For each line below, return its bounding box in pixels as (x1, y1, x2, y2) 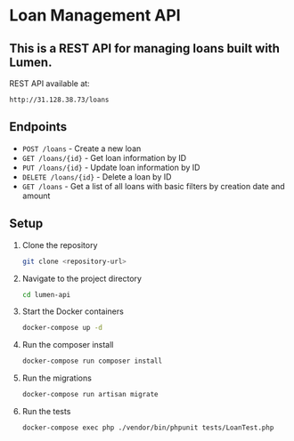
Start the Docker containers (21, 306, 125, 317)
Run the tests (21, 406, 71, 416)
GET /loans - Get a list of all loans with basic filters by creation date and (21, 180, 285, 191)
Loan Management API (9, 5, 181, 26)
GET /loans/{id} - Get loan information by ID (21, 152, 187, 163)
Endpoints (9, 119, 68, 134)
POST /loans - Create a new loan (21, 143, 142, 154)
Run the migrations (21, 373, 92, 383)
